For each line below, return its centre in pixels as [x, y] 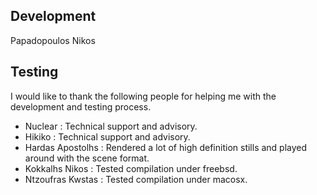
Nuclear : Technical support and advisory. [111, 126]
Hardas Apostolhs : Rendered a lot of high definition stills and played [166, 147]
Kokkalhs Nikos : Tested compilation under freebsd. [131, 168]
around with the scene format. [87, 158]
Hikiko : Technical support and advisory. [107, 136]
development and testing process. [81, 106]
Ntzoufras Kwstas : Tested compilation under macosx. [136, 179]
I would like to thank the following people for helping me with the [143, 96]
